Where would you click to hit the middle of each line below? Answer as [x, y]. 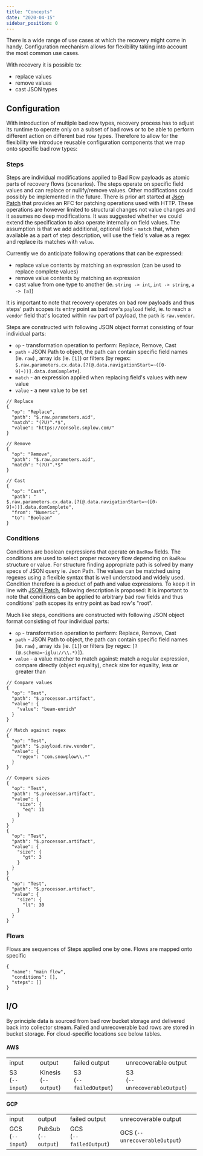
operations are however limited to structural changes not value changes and [101, 210]
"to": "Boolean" [32, 518]
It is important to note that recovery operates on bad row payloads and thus [100, 302]
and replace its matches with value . [50, 242]
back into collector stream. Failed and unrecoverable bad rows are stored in [100, 1027]
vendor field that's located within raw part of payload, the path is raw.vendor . [101, 316]
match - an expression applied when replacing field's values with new [101, 377]
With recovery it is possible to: [44, 65]
